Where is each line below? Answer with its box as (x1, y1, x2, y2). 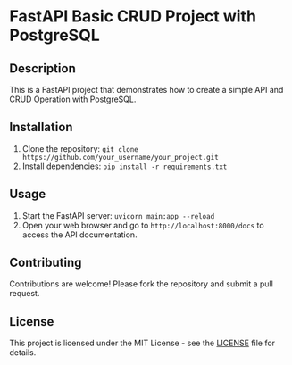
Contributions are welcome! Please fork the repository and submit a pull (9, 278, 274, 289)
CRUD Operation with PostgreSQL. (9, 94, 137, 104)
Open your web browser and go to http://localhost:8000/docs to (21, 220, 265, 230)
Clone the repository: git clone (21, 143, 138, 153)
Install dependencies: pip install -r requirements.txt (21, 161, 228, 171)
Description (9, 61, 76, 76)
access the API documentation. (21, 229, 138, 240)
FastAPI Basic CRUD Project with (9, 6, 257, 27)
